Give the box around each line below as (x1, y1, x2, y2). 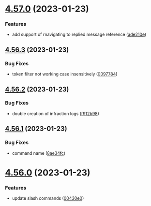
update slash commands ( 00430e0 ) (12, 195, 84, 201)
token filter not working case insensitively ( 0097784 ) (12, 71, 118, 77)
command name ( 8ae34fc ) (12, 150, 66, 156)
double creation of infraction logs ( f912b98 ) (12, 110, 99, 117)
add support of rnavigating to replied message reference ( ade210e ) (12, 31, 147, 37)
